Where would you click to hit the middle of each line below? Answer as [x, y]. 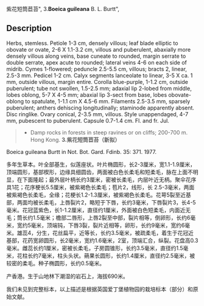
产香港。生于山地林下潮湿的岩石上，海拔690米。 [68, 276]
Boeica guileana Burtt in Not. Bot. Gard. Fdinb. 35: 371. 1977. [82, 151]
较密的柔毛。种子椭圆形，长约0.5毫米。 [56, 263]
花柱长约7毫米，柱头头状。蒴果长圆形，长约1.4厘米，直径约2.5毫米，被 [106, 256]
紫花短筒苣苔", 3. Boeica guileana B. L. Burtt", [63, 9]
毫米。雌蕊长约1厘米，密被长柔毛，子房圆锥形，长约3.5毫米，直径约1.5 [95, 248]
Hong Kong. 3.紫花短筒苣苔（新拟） [75, 139]
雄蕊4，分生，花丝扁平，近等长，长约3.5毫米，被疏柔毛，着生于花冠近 [105, 232]
